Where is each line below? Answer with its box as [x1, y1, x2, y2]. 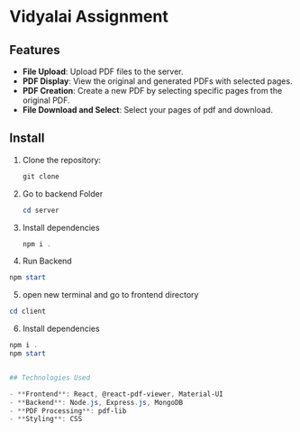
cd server [22, 206, 60, 215]
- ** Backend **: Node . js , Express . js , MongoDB [9, 398, 183, 407]
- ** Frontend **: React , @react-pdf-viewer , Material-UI [9, 390, 223, 399]
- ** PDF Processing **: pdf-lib [9, 406, 127, 416]
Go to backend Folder [22, 188, 104, 199]
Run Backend [22, 255, 72, 267]
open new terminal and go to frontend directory [22, 290, 199, 300]
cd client [9, 307, 47, 317]
